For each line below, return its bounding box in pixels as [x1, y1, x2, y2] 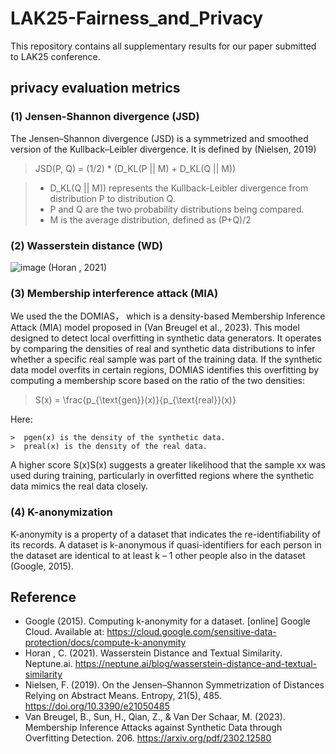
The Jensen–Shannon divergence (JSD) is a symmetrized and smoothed [10, 132, 309, 144]
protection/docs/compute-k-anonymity [24, 637, 187, 649]
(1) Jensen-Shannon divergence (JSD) [10, 110, 200, 124]
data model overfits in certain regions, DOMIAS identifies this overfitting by [10, 364, 320, 376]
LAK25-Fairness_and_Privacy [10, 7, 264, 30]
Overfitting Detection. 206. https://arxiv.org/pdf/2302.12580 [24, 732, 272, 744]
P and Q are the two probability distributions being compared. [49, 203, 305, 215]
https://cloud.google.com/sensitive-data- [106, 626, 277, 638]
